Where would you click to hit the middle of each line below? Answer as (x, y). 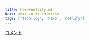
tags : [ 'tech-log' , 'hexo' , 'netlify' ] (45, 18)
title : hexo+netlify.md (29, 9)
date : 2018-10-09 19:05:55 (32, 14)
